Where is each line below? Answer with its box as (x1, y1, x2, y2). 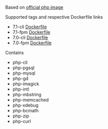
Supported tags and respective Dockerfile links (5, 14, 103, 20)
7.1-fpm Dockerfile (12, 29, 50, 35)
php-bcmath (12, 108, 39, 113)
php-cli (12, 59, 28, 65)
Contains (5, 50, 24, 55)
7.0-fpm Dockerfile (12, 40, 52, 46)
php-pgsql (12, 65, 35, 71)
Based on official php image (5, 5, 64, 10)
